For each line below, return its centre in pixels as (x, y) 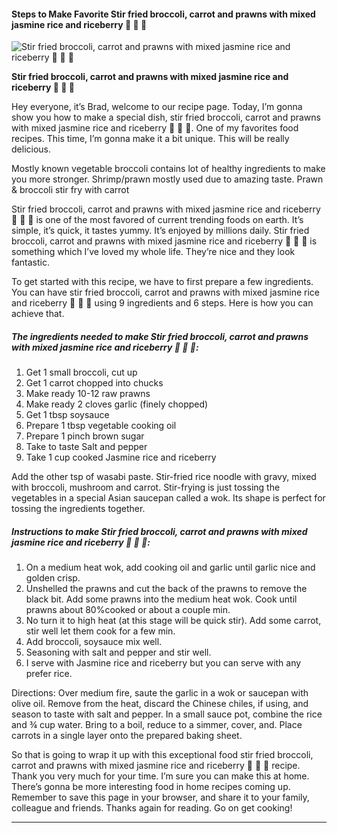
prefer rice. (49, 674)
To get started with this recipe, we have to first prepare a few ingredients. (162, 282)
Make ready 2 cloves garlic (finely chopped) (117, 404)
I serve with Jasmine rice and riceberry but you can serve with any (163, 663)
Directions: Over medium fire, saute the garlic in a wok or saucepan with (160, 693)
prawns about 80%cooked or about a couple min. (128, 610)
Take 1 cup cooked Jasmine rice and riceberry (121, 457)
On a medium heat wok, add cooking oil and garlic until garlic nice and (170, 567)
